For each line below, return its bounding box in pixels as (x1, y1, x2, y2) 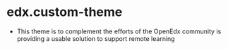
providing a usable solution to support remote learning (16, 34, 175, 42)
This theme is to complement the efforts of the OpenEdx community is (16, 27, 222, 35)
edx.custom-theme (6, 4, 123, 20)
